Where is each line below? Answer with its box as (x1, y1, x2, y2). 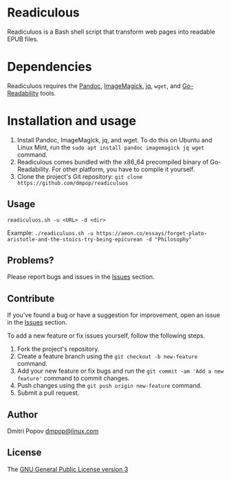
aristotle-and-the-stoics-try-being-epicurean (7, 236, 143, 243)
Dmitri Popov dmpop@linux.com (7, 427, 99, 435)
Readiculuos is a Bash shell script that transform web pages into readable (7, 28, 215, 36)
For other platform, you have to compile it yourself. (52, 165, 195, 173)
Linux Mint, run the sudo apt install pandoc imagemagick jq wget (16, 143, 205, 151)
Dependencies (7, 59, 92, 75)
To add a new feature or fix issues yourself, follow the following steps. (7, 331, 206, 340)
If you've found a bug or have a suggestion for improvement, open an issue (7, 311, 221, 319)
